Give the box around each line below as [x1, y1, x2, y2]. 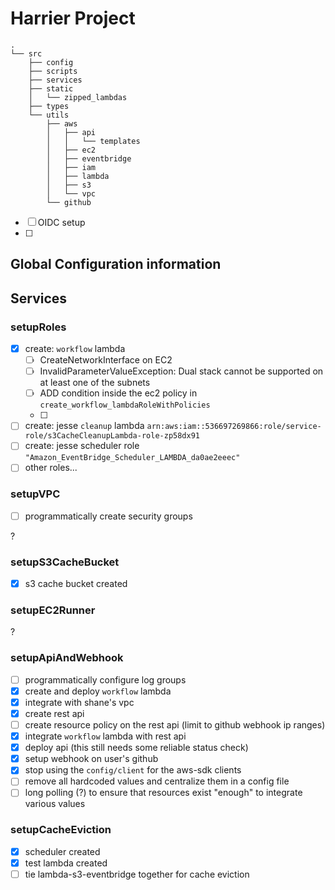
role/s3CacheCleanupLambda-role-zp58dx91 [24, 431, 200, 441]
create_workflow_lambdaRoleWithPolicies [39, 400, 211, 411]
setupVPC [10, 487, 61, 501]
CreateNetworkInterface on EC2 [39, 354, 173, 366]
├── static [28, 83, 74, 94]
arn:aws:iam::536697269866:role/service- [146, 422, 322, 432]
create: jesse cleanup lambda [24, 420, 145, 432]
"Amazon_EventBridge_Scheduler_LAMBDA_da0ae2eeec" [24, 453, 241, 463]
